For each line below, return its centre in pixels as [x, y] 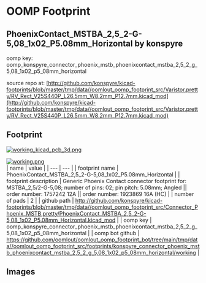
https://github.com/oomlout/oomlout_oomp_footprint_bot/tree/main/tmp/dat [102, 240]
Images [21, 272]
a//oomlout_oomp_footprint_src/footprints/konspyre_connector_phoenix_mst [103, 246]
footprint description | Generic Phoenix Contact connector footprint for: [97, 181]
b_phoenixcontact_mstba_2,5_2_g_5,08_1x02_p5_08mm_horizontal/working [101, 252]
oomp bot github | [117, 233]
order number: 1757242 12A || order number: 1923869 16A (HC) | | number [100, 194]
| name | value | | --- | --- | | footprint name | [63, 168]
